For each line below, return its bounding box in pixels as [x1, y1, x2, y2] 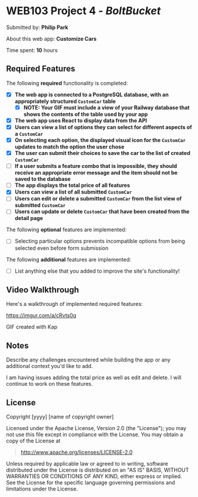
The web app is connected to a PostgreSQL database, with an [14, 91, 169, 98]
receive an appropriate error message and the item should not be [14, 169, 178, 176]
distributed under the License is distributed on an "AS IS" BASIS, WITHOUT [6, 466, 189, 473]
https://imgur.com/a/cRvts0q [6, 312, 77, 319]
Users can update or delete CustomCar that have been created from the [14, 208, 190, 215]
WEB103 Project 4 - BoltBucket [6, 4, 161, 18]
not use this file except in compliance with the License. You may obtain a [6, 431, 183, 438]
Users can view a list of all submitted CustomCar [14, 188, 132, 196]
